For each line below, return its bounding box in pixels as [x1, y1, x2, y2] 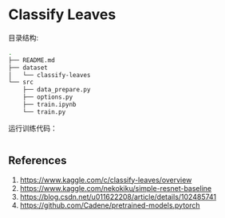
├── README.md [8, 56, 56, 64]
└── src [8, 78, 34, 87]
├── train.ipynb [22, 101, 77, 109]
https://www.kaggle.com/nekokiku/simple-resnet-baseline [19, 183, 212, 193]
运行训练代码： [8, 123, 57, 133]
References [8, 154, 67, 168]
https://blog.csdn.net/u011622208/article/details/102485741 [19, 192, 217, 201]
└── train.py [22, 107, 66, 116]
